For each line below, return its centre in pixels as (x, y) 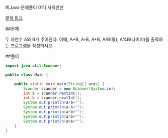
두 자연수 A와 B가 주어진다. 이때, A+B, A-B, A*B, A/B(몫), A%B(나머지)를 (77, 39)
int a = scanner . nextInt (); (53, 93)
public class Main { (27, 75)
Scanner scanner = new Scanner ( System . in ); (69, 89)
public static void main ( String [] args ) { (59, 84)
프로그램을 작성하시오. (32, 46)
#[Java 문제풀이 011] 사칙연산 (34, 7)
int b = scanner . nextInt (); (53, 98)
